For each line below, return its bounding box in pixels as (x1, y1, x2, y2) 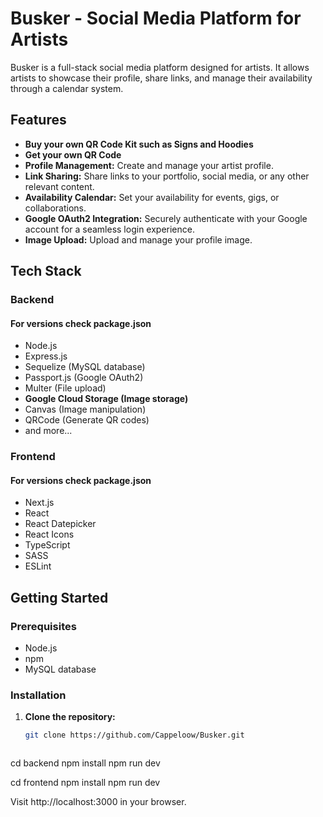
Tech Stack (10, 263, 82, 280)
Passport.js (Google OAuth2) (24, 372, 144, 384)
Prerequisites (10, 619, 77, 633)
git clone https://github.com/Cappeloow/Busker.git (24, 730, 245, 741)
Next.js (24, 497, 55, 509)
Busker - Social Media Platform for (10, 7, 302, 30)
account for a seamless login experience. (24, 223, 195, 235)
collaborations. (24, 202, 87, 214)
